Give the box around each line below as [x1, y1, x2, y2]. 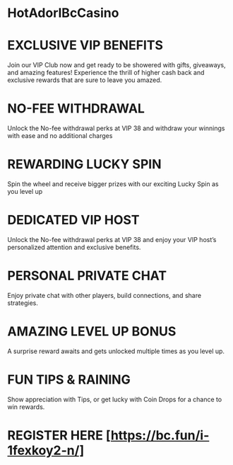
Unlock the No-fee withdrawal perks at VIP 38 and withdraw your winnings [7, 124, 225, 132]
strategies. [7, 299, 39, 307]
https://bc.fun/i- [110, 427, 210, 443]
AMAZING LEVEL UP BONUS [7, 323, 177, 340]
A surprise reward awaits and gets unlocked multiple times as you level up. [7, 347, 225, 355]
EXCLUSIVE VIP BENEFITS [7, 38, 164, 54]
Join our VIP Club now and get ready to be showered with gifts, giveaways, [7, 61, 226, 69]
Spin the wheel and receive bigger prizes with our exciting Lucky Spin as [7, 180, 219, 188]
